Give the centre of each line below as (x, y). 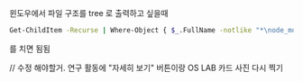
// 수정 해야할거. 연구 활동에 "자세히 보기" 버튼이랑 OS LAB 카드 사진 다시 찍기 (147, 67)
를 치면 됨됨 (30, 49)
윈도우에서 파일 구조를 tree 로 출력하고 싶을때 (89, 13)
